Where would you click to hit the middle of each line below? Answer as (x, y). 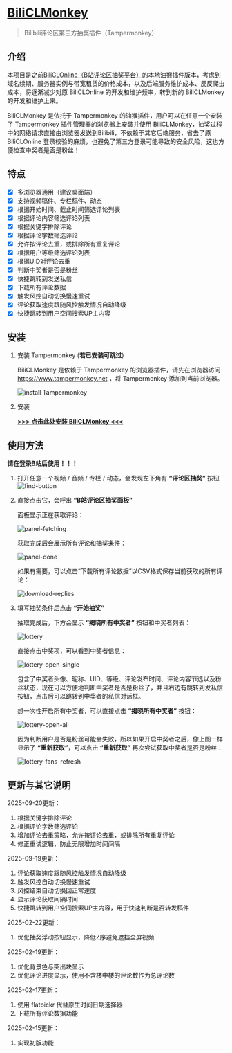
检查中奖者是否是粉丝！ (46, 150)
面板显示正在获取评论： (50, 515)
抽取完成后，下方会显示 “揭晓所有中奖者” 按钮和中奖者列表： (104, 623)
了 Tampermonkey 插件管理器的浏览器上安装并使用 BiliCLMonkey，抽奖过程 (115, 124)
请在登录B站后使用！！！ (42, 463)
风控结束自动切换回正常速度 (57, 890)
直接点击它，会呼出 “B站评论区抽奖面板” (75, 501)
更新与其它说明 (39, 785)
